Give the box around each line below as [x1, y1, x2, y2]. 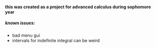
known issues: [5, 20, 36, 26]
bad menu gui [12, 32, 40, 38]
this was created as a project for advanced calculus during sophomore [5, 4, 151, 10]
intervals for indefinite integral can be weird [12, 37, 100, 43]
